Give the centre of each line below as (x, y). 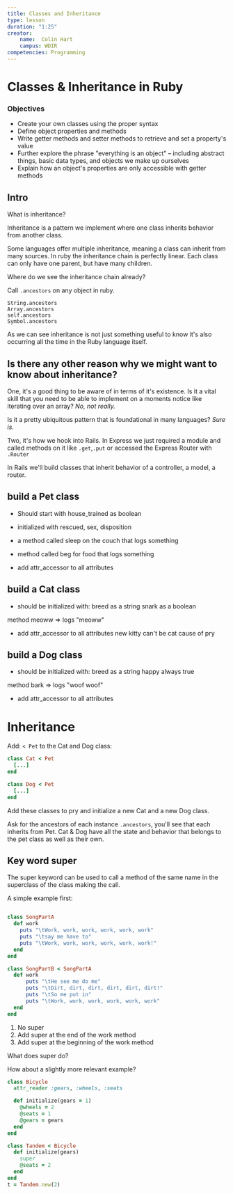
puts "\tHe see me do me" (63, 982)
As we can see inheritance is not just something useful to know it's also (110, 334)
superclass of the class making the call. (64, 885)
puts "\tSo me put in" (58, 995)
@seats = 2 (35, 1165)
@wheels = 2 (37, 1108)
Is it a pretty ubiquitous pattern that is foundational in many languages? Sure (116, 419)
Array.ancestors (31, 309)
